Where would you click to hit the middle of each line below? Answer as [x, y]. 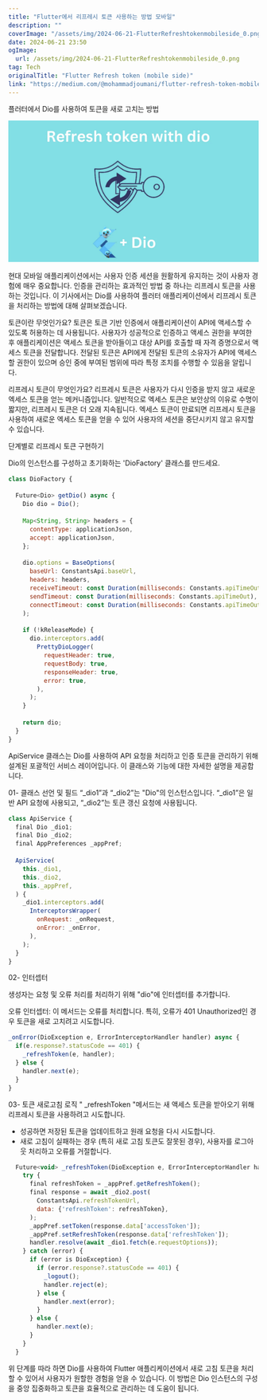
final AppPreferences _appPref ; [69, 844]
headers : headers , [60, 580]
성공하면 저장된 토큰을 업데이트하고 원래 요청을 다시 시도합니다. [118, 1131]
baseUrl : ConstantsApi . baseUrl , [83, 571]
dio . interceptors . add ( [67, 639]
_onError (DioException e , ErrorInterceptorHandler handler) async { [124, 1037]
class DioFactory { [41, 479]
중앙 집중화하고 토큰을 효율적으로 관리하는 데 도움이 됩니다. [108, 1388]
